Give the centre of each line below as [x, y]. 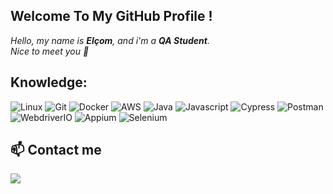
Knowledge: [49, 82]
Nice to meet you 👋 [50, 51]
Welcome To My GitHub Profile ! [111, 16]
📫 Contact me [56, 150]
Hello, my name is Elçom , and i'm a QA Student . [110, 40]
